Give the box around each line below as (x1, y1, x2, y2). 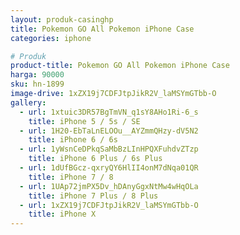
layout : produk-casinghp (10, 14, 114, 25)
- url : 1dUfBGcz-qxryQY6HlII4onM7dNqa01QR (19, 163, 199, 173)
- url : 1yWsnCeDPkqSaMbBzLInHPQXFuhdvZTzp (19, 144, 199, 155)
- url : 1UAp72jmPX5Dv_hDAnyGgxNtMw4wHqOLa (19, 181, 199, 191)
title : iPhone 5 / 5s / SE (28, 116, 141, 126)
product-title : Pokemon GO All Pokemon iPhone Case (10, 61, 230, 71)
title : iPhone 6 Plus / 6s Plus (28, 154, 163, 164)
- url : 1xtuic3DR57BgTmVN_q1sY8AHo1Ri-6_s (19, 107, 199, 117)
